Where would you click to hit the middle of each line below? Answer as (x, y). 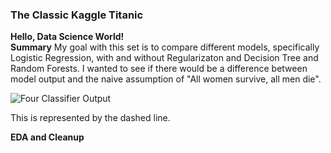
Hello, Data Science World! (67, 37)
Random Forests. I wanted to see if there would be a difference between (159, 69)
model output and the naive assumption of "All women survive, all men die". (166, 79)
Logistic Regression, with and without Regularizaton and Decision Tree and (164, 58)
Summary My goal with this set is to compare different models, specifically (165, 47)
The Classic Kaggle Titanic (77, 15)
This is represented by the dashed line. (90, 118)
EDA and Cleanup (47, 137)
